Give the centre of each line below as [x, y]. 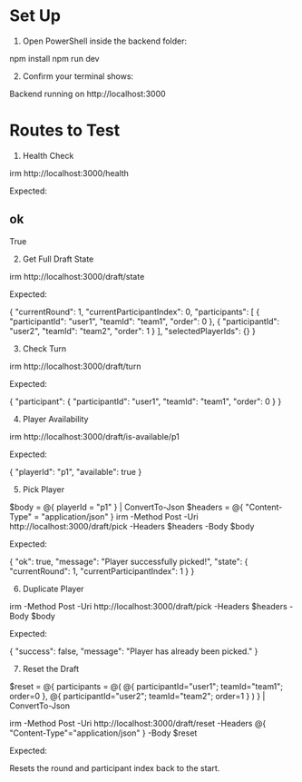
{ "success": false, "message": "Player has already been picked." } [134, 651]
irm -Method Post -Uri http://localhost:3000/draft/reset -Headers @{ [138, 723]
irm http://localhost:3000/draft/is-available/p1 [94, 436]
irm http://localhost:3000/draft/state [77, 276]
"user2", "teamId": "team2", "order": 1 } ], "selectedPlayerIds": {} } [132, 331]
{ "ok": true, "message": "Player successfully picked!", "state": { [129, 561]
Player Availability [55, 419]
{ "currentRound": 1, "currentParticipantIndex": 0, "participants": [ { [135, 312]
